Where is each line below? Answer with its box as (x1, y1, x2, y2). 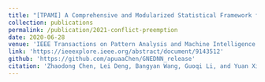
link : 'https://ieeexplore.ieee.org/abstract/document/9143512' (8, 48, 224, 55)
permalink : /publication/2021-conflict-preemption (8, 26, 178, 34)
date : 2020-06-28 (8, 33, 65, 41)
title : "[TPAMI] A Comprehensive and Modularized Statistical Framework (8, 11, 252, 20)
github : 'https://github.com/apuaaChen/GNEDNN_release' (8, 55, 196, 63)
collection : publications (8, 19, 93, 27)
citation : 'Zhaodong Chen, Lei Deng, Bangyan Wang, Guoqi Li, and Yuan (8, 62, 248, 70)
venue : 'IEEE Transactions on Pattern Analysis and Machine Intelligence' (8, 41, 259, 48)
